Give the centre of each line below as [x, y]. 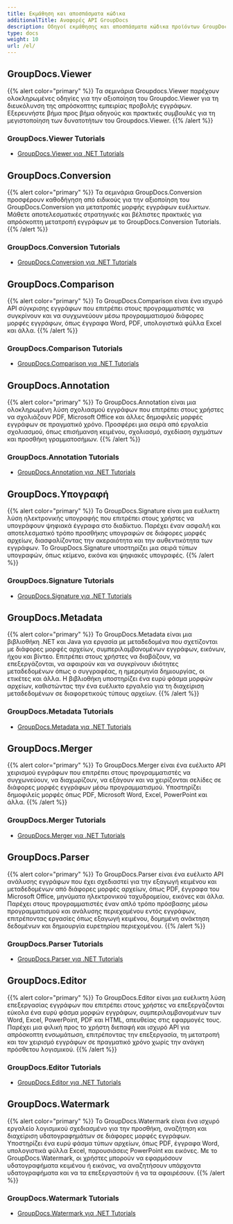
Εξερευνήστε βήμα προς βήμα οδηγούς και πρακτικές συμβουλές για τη [111, 113]
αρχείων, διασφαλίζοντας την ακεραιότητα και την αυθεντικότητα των [110, 540]
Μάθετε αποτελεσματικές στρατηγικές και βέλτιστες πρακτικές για [105, 214]
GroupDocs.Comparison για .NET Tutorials [78, 364]
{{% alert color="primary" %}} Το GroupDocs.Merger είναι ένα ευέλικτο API [116, 765]
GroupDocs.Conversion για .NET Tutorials [77, 262]
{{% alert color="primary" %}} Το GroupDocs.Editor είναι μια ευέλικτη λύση [116, 997]
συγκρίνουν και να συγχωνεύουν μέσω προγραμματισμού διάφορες [105, 316]
